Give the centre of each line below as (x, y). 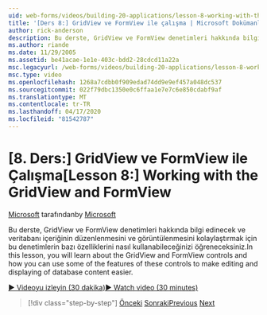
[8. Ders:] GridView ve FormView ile (128, 159)
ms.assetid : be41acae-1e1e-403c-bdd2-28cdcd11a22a (94, 60)
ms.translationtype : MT (48, 97)
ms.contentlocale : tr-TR (49, 104)
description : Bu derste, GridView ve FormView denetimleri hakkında (124, 38)
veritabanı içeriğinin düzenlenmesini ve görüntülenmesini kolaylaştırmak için (133, 238)
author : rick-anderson (46, 30)
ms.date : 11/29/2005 (43, 52)
